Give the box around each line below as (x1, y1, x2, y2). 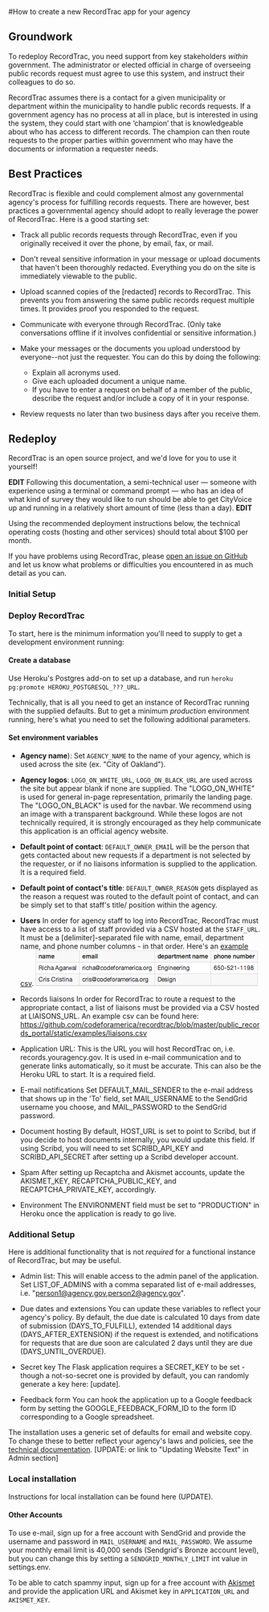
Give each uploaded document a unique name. (31, 376, 187, 385)
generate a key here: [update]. (19, 1380, 121, 1389)
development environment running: (8, 637, 124, 647)
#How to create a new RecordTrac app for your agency (8, 7, 191, 16)
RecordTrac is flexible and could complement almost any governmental (8, 188, 244, 198)
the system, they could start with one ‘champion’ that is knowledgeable (8, 118, 243, 128)
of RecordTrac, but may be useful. (8, 1256, 122, 1265)
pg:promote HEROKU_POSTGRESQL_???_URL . (8, 681, 141, 691)
